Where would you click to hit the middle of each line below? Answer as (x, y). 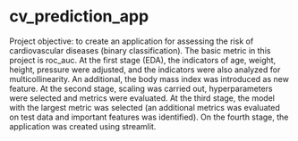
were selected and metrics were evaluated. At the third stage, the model (142, 98)
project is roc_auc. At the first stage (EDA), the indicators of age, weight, (143, 60)
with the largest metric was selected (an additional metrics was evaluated (145, 107)
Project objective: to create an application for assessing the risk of (132, 41)
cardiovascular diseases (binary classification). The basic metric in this (140, 50)
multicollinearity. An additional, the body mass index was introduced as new (149, 79)
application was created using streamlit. (83, 126)
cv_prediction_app (79, 17)
